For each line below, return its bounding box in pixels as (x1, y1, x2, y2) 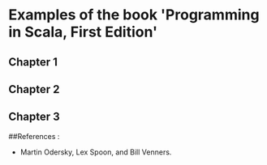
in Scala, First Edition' (8, 23, 158, 41)
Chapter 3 (8, 110, 61, 124)
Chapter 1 (8, 55, 58, 69)
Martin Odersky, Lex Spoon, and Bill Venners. (19, 147, 172, 157)
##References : (8, 131, 60, 141)
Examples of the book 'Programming (8, 6, 260, 24)
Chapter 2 (8, 82, 60, 96)
